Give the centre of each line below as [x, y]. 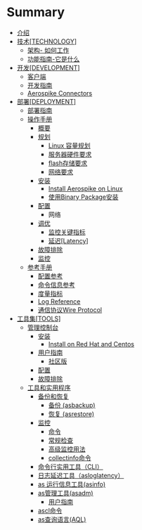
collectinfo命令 [70, 458]
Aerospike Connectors [60, 93]
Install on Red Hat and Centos [91, 344]
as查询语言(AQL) [62, 519]
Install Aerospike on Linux [86, 188]
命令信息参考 [56, 285]
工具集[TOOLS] [39, 318]
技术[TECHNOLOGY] [47, 41]
